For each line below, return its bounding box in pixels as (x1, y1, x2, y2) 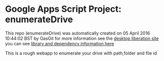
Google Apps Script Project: (5, 3, 122, 15)
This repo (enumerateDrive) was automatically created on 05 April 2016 (5, 30, 150, 36)
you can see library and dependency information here (5, 40, 114, 46)
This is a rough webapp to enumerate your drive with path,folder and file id (5, 50, 157, 56)
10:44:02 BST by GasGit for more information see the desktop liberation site (5, 35, 159, 41)
